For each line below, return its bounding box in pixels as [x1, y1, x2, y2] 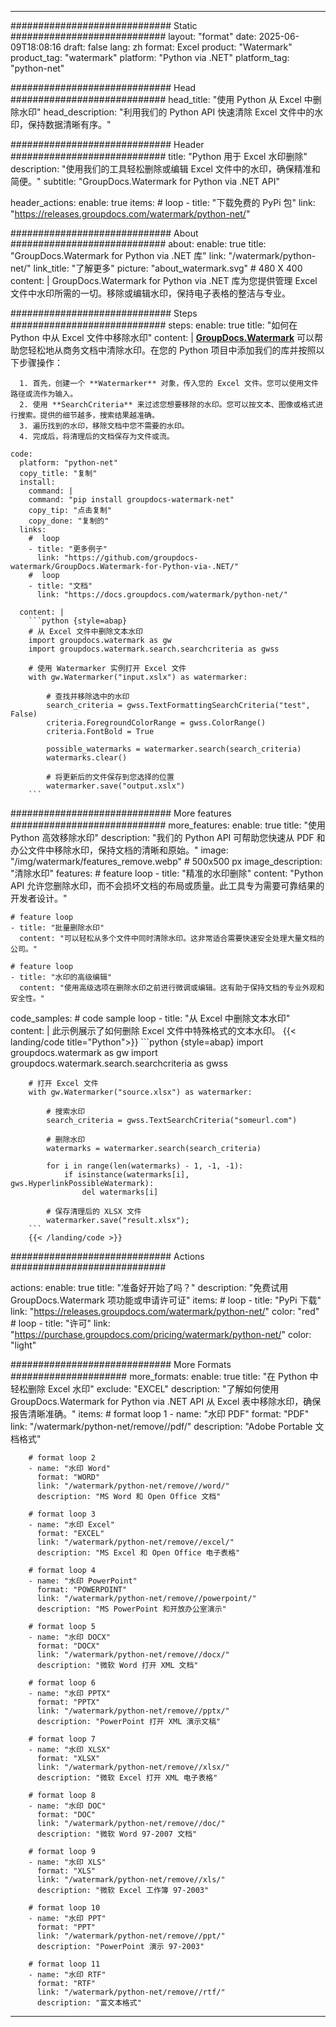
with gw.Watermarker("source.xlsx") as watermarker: [28, 1087, 253, 1097]
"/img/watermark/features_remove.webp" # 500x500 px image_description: [10, 856, 323, 867]
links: [19, 525, 47, 535]
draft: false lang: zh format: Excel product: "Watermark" [63, 41, 293, 53]
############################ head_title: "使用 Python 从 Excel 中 [10, 94, 313, 105]
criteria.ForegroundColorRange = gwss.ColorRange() [46, 718, 267, 728]
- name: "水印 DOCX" [28, 1632, 111, 1642]
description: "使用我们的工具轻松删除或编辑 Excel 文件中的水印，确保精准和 [10, 163, 321, 175]
